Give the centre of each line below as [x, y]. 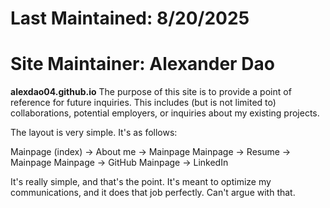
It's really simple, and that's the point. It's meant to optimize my [141, 182]
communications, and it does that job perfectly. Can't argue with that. [153, 193]
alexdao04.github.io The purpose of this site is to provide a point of [151, 92]
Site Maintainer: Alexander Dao [142, 64]
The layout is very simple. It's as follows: [94, 133]
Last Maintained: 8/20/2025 [130, 18]
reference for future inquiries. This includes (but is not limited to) [143, 103]
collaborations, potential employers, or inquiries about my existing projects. [165, 113]
